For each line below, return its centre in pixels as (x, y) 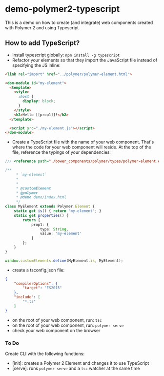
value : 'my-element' (61, 234)
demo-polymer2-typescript (62, 9)
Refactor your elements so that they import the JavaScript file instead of (85, 60)
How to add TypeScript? (42, 43)
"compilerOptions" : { (36, 283)
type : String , (54, 229)
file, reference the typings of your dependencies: (61, 152)
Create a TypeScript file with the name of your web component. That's (83, 142)
